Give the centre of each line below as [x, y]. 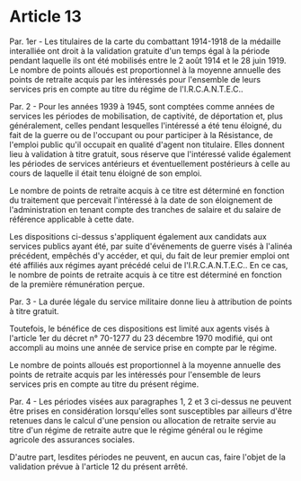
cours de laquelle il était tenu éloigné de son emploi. [106, 173]
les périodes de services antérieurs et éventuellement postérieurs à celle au [150, 163]
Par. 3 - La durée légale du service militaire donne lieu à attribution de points [151, 302]
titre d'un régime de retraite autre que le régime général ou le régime [136, 430]
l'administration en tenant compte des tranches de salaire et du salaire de [145, 209]
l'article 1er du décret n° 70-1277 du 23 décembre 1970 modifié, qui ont [141, 337]
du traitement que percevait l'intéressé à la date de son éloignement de [141, 200]
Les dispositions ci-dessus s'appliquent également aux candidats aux [138, 236]
